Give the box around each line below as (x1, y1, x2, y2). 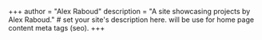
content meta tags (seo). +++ (8, 24, 105, 32)
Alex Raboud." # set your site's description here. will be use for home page (8, 15, 254, 24)
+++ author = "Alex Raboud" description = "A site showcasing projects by (8, 7, 251, 16)
